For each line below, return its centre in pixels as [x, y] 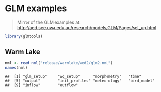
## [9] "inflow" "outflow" [41, 85]
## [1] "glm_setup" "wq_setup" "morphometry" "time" [73, 77]
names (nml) [16, 68]
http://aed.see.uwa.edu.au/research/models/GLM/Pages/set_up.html [86, 27]
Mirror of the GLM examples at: [49, 22]
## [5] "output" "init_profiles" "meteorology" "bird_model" [80, 81]
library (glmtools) [24, 36]
